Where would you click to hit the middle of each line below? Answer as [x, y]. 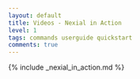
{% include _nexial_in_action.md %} [66, 67]
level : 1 [23, 30]
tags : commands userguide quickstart [70, 38]
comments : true [33, 45]
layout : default [35, 15]
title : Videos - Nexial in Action [65, 23]
